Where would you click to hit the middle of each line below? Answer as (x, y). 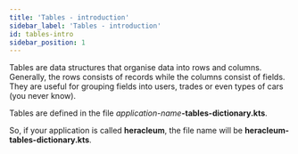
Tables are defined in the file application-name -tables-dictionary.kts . (138, 113)
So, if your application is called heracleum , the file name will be (126, 131)
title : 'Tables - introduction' (69, 17)
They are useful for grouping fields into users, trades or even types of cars (146, 86)
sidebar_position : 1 (48, 42)
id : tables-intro (41, 34)
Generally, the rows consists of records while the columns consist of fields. (147, 77)
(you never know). (43, 96)
